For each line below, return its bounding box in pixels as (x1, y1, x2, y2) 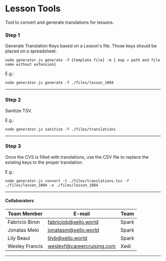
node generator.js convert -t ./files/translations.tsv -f (5, 178, 129, 183)
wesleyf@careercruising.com (47, 243, 116, 250)
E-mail (73, 211, 90, 217)
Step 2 (5, 96, 21, 103)
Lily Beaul (7, 235, 31, 242)
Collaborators (5, 198, 34, 204)
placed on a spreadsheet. (5, 48, 57, 54)
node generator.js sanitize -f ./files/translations (5, 127, 116, 131)
